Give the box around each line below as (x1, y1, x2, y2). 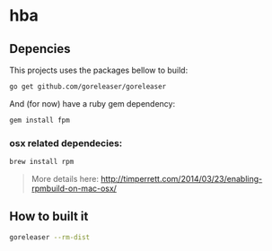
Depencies (9, 41, 71, 56)
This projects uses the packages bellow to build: (9, 65, 189, 75)
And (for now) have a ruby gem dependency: (9, 98, 176, 108)
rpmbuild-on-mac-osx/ (31, 183, 117, 194)
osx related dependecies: (9, 136, 123, 149)
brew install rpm (9, 158, 75, 167)
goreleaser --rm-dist (9, 232, 91, 242)
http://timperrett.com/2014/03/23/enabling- (100, 173, 263, 184)
